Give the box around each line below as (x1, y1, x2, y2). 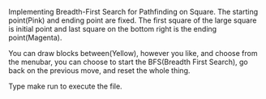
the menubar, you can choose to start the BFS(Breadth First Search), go (8, 57, 249, 67)
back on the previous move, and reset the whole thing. (8, 66, 191, 75)
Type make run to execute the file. (8, 81, 123, 91)
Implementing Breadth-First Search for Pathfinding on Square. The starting (8, 7, 259, 16)
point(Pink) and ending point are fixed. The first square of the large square (8, 15, 257, 25)
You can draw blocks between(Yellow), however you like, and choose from (8, 49, 258, 58)
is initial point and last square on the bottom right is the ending (8, 24, 217, 33)
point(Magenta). (8, 32, 62, 42)
